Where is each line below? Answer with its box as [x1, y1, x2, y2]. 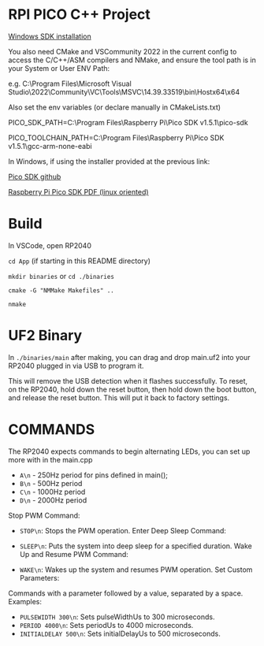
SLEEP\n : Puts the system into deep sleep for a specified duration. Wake [19, 541, 252, 551]
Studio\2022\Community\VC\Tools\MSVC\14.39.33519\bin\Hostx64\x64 [8, 87, 240, 96]
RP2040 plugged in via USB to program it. [8, 361, 144, 370]
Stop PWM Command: [8, 510, 80, 520]
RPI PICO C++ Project [8, 6, 151, 24]
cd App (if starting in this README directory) [8, 256, 151, 265]
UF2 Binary [8, 327, 83, 344]
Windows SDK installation [8, 32, 92, 41]
